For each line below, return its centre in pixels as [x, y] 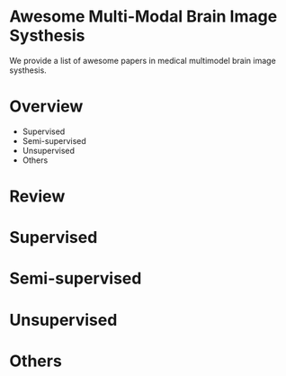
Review [37, 197]
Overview [46, 107]
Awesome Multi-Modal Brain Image [143, 17]
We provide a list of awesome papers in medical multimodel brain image [143, 60]
